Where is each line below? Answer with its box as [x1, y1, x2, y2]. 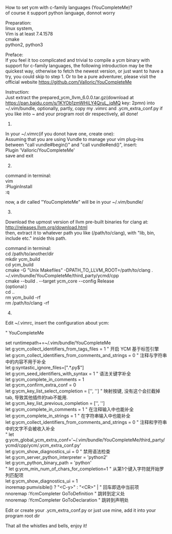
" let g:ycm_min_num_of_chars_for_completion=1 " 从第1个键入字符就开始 [5, 466, 160, 472]
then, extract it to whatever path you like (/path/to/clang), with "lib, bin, [5, 230, 156, 236]
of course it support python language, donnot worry [5, 10, 116, 16]
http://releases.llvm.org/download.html [5, 224, 88, 230]
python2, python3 [5, 42, 43, 48]
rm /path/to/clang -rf [5, 300, 50, 306]
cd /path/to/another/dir [5, 251, 54, 257]
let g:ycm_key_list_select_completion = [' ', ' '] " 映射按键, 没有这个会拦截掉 [5, 388, 161, 394]
